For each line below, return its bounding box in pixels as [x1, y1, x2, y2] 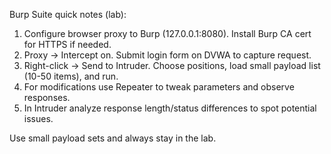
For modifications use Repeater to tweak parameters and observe [23, 81, 295, 93]
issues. [23, 113, 54, 124]
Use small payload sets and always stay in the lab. [9, 132, 217, 144]
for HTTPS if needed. [23, 39, 112, 50]
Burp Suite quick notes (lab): [9, 9, 127, 20]
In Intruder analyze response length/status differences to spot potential [23, 102, 317, 114]
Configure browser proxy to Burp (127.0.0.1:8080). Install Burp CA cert [23, 28, 312, 39]
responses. [23, 92, 71, 103]
